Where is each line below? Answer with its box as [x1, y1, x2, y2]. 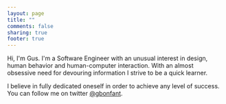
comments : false [7, 23, 54, 29]
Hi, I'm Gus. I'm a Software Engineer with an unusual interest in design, [7, 54, 208, 62]
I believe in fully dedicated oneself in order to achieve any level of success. [7, 82, 220, 90]
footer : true [7, 36, 45, 42]
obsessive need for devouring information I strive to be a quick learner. [7, 69, 208, 77]
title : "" [7, 16, 36, 23]
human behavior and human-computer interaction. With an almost [7, 62, 194, 70]
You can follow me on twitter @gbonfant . [7, 90, 123, 98]
